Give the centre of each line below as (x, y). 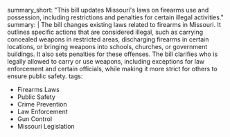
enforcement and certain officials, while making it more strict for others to (112, 69)
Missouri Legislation (46, 126)
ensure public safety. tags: (45, 76)
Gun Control (35, 119)
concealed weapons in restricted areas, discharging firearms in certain (108, 39)
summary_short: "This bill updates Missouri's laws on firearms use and (108, 10)
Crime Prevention (42, 104)
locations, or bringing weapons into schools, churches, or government (107, 47)
